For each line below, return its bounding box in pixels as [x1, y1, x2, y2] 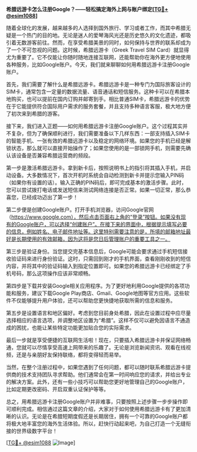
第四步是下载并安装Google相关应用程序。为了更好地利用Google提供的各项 [6, 283, 185, 289]
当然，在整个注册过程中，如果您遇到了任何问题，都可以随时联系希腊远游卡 [6, 363, 186, 371]
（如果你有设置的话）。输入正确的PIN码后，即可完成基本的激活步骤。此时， [6, 179, 187, 186]
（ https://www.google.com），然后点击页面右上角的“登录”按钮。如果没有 [6, 213, 181, 220]
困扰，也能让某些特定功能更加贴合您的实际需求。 [16, 324, 135, 331]
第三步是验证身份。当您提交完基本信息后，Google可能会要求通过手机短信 [6, 248, 183, 254]
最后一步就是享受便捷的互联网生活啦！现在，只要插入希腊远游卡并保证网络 [6, 337, 186, 344]
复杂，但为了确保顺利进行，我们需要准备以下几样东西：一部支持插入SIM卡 [11, 130, 191, 137]
